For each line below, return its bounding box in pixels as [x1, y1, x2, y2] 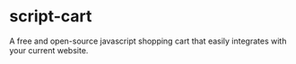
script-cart [9, 6, 92, 27]
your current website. [9, 44, 89, 55]
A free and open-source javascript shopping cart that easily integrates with [9, 36, 287, 46]
